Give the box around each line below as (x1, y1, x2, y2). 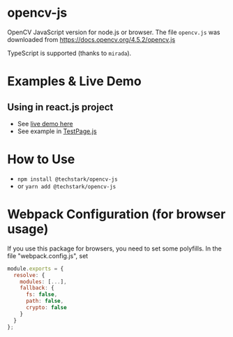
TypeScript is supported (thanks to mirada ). (7, 49, 132, 57)
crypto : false (25, 304, 68, 311)
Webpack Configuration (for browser (7, 207, 226, 223)
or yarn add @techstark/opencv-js (17, 181, 116, 190)
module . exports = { (7, 265, 64, 272)
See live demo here (17, 119, 73, 128)
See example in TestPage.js (17, 127, 97, 135)
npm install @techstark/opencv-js (17, 176, 118, 183)
